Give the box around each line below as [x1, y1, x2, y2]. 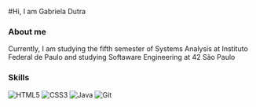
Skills [8, 72, 30, 83]
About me [8, 26, 47, 37]
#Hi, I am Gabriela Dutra [8, 7, 86, 16]
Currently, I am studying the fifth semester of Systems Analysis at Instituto [8, 44, 249, 53]
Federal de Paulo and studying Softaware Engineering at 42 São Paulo [8, 53, 236, 62]
